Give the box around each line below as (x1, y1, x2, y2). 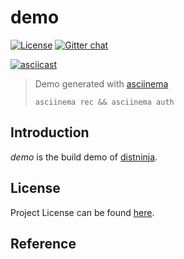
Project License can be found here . (10, 206, 155, 218)
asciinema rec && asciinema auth (34, 97, 175, 107)
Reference (10, 235, 77, 252)
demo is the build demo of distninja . (10, 151, 158, 163)
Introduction (10, 124, 90, 141)
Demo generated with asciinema (34, 77, 169, 90)
